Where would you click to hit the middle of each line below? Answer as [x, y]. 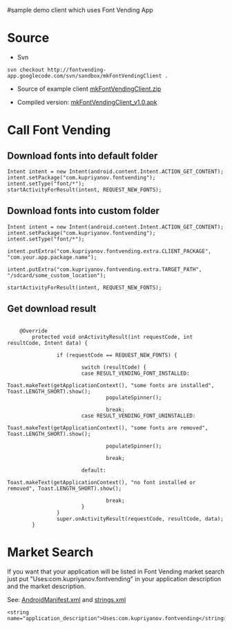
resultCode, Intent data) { [48, 343]
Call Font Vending [59, 130]
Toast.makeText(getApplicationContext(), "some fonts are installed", [111, 385]
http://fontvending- [77, 70]
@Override [34, 331]
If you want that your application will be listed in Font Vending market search [116, 572]
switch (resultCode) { [114, 367]
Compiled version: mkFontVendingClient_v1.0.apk [87, 102]
